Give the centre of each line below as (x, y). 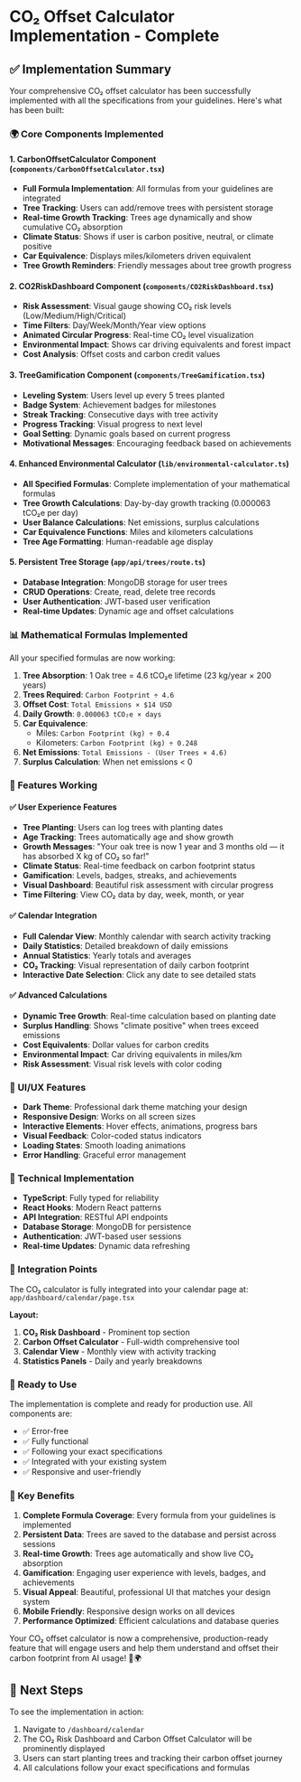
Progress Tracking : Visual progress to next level (112, 424)
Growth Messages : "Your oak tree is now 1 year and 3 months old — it (153, 847)
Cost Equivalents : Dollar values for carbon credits (116, 1045)
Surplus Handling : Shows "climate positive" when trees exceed (141, 1025)
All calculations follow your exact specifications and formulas (136, 1768)
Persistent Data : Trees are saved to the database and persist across (149, 1534)
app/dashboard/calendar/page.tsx (72, 1298)
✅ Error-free (46, 1430)
